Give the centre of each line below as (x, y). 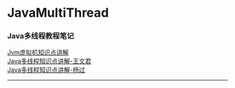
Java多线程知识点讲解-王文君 (49, 61)
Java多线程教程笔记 (41, 36)
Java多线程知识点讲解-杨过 (46, 70)
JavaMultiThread (58, 13)
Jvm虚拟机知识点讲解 (38, 52)
